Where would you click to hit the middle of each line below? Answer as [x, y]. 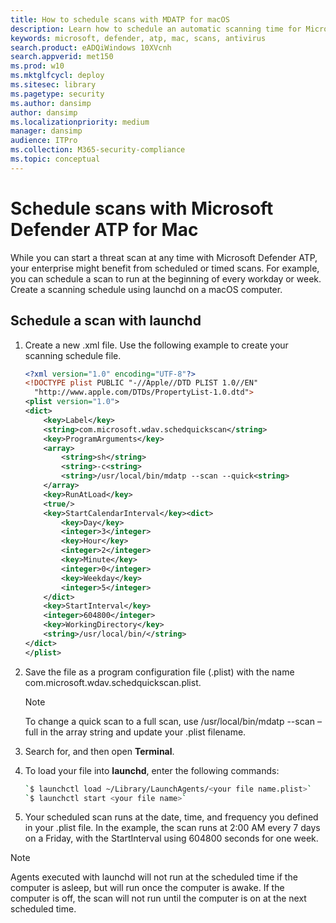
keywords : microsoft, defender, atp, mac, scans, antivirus [138, 38]
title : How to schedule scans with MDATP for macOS [120, 19]
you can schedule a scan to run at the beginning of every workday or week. [166, 278]
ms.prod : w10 [37, 66]
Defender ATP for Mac [104, 229]
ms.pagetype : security [57, 94]
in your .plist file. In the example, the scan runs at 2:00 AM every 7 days [172, 828]
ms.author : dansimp [51, 103]
